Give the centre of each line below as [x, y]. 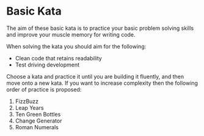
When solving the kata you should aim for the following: [76, 46]
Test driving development [47, 65]
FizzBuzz [27, 101]
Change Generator [38, 121]
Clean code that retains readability [58, 58]
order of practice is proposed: [44, 89]
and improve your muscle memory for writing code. [71, 34]
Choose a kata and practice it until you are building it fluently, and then [95, 76]
